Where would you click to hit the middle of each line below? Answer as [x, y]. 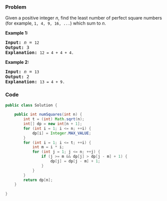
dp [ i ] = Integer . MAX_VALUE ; [62, 133]
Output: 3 [17, 48]
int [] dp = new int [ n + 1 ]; [53, 124]
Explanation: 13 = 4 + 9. [35, 82]
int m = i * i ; [48, 147]
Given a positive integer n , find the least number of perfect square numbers [84, 18]
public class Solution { [31, 105]
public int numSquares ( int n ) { [48, 115]
